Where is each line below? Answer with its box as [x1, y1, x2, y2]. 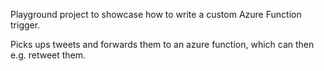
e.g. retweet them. [10, 49, 87, 61]
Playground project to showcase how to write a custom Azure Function [10, 9, 302, 20]
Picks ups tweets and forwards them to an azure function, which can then [10, 39, 315, 50]
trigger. [10, 19, 41, 31]
